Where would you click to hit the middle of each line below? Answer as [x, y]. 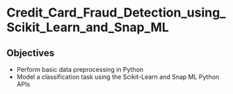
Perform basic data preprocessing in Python [80, 69]
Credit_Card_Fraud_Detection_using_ [116, 13]
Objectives [31, 53]
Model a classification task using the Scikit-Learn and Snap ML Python [118, 77]
